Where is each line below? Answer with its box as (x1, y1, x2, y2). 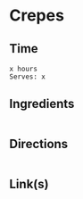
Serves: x (9, 72, 46, 81)
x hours (9, 64, 38, 73)
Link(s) (9, 177, 49, 192)
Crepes (9, 5, 65, 26)
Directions (9, 137, 69, 152)
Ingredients (9, 96, 75, 112)
